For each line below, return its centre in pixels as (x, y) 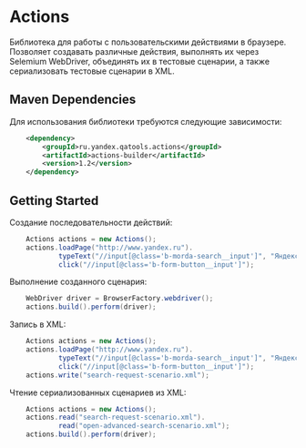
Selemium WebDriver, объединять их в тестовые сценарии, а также (140, 61)
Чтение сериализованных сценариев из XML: (98, 392)
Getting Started (54, 201)
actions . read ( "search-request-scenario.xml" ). (116, 417)
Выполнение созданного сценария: (78, 282)
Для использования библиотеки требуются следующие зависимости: (146, 121)
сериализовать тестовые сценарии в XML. (92, 71)
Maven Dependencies (73, 100)
